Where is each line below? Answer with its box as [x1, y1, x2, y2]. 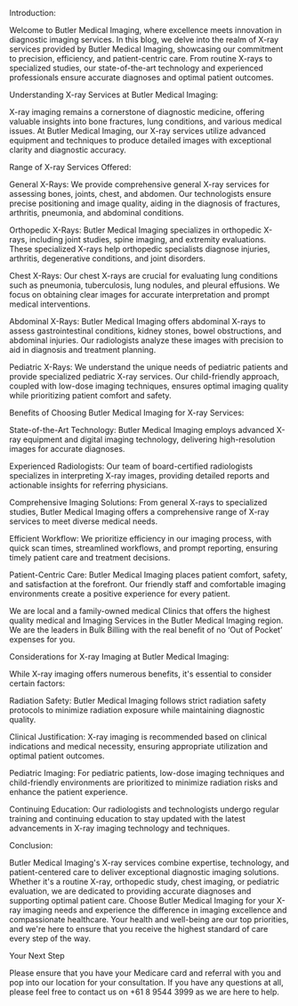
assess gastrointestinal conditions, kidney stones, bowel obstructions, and [9, 325, 282, 336]
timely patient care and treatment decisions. [9, 552, 171, 562]
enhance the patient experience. [9, 787, 129, 797]
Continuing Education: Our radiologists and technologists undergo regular [9, 804, 280, 814]
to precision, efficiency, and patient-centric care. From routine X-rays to [9, 53, 273, 63]
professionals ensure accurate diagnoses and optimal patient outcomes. [9, 72, 274, 83]
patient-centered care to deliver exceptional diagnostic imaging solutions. [9, 867, 279, 877]
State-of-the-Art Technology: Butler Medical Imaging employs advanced [9, 425, 275, 435]
